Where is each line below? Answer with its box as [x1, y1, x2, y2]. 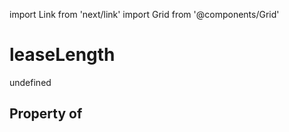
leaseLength [9, 44, 116, 66]
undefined [9, 76, 52, 88]
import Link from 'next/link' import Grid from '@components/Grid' [9, 9, 280, 20]
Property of [9, 105, 83, 123]
